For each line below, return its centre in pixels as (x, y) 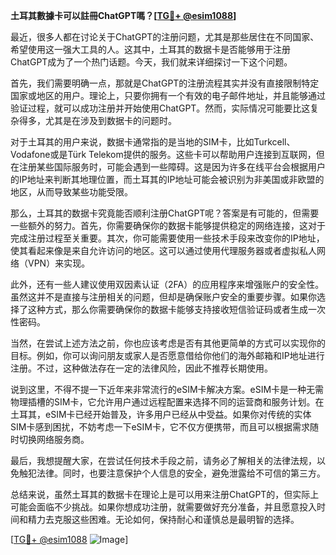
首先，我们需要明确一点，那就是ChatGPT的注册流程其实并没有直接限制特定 (165, 83)
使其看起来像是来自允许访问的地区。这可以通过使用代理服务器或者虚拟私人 (163, 250)
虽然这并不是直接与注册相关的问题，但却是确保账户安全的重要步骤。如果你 (163, 297)
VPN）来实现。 (59, 263)
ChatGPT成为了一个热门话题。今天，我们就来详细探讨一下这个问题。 (151, 62)
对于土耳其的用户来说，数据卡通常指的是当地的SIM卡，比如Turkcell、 (153, 142)
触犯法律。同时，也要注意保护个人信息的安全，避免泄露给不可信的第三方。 (172, 473)
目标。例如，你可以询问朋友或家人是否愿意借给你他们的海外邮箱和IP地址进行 (167, 355)
